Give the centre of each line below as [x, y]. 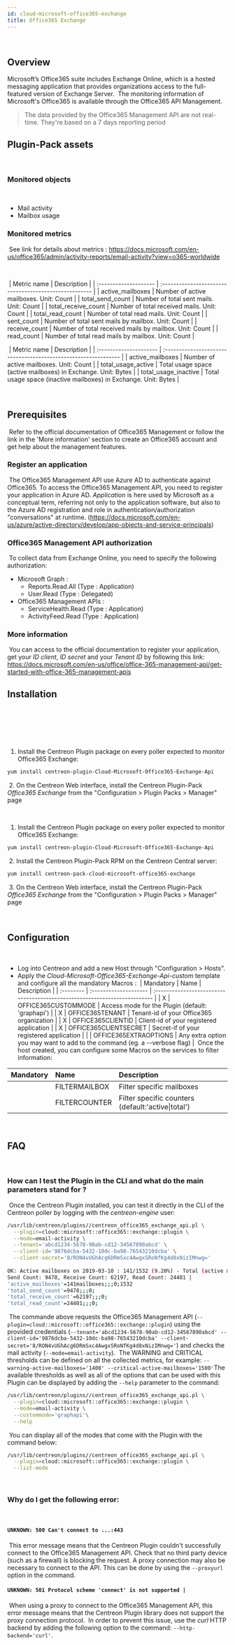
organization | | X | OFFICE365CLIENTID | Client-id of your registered [117, 1020]
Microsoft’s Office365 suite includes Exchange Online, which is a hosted [111, 79]
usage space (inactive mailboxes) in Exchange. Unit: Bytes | [93, 379]
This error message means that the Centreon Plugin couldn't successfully [115, 1545]
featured [20, 94]
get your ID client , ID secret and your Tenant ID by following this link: [106, 657]
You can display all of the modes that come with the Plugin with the [106, 1435]
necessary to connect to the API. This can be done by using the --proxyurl [115, 1567]
